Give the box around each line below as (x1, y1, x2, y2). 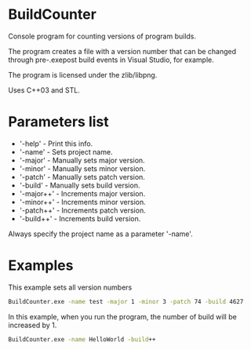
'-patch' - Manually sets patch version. (19, 172, 145, 181)
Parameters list (8, 113, 110, 131)
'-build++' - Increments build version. (19, 213, 141, 223)
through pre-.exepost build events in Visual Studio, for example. (8, 55, 214, 64)
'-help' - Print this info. (19, 139, 93, 148)
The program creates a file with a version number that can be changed (8, 46, 237, 56)
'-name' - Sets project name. (19, 147, 113, 156)
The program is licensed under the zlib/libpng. (8, 70, 158, 79)
